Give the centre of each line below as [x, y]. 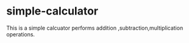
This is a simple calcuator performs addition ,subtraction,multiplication [95, 28]
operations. [21, 34]
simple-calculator [52, 11]
